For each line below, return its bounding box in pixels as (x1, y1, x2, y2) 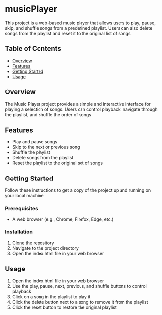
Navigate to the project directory (12, 245, 79, 251)
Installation (5, 228, 33, 235)
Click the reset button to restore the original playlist (12, 304, 117, 310)
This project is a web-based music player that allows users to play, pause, (5, 20, 156, 26)
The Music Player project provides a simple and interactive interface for (5, 101, 151, 107)
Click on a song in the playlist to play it (12, 293, 91, 300)
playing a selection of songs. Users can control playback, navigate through (5, 106, 158, 112)
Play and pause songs (12, 139, 58, 145)
